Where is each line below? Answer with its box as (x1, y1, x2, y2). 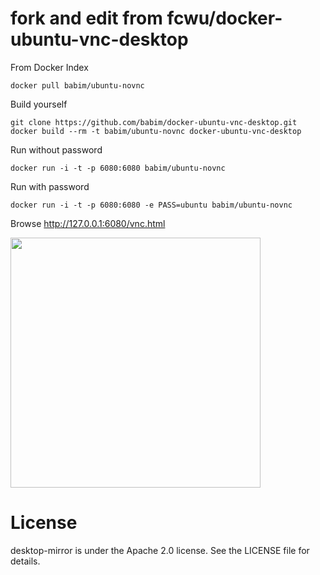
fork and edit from (10, 7, 163, 30)
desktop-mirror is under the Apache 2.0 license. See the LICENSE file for (10, 544, 310, 556)
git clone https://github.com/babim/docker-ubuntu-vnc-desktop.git (10, 117, 298, 127)
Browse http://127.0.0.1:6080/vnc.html (10, 217, 166, 229)
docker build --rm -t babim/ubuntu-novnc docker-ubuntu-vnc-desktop (10, 126, 302, 136)
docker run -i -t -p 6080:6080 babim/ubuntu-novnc (10, 163, 226, 173)
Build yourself (10, 98, 68, 110)
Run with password (10, 180, 90, 192)
